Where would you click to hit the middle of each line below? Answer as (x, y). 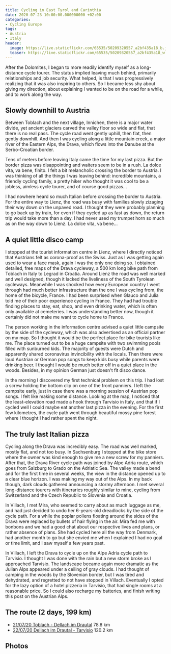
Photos (17, 646)
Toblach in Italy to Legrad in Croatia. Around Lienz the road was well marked (85, 274)
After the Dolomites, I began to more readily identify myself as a (72, 67)
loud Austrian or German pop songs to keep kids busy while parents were (82, 360)
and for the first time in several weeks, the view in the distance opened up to (85, 473)
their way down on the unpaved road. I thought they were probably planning (85, 208)
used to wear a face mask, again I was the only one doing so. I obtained (80, 263)
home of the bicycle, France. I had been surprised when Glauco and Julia (82, 295)
